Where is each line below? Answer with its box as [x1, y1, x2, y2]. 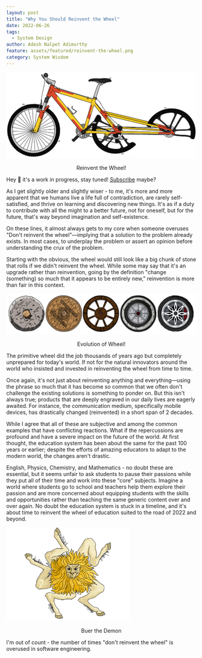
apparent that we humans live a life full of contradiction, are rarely [6, 193, 170, 201]
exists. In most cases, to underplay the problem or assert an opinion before [6, 237, 193, 245]
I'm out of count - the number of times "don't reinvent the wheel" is [6, 639, 174, 646]
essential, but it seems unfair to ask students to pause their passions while [6, 470, 191, 477]
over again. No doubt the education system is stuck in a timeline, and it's [6, 502, 187, 509]
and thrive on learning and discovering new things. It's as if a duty [30, 200, 195, 207]
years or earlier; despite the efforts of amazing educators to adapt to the [6, 446, 186, 453]
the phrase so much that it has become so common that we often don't [6, 383, 183, 390]
